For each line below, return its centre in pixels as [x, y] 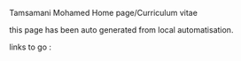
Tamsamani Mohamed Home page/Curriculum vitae [103, 13]
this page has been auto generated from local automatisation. [121, 30]
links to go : [30, 47]
